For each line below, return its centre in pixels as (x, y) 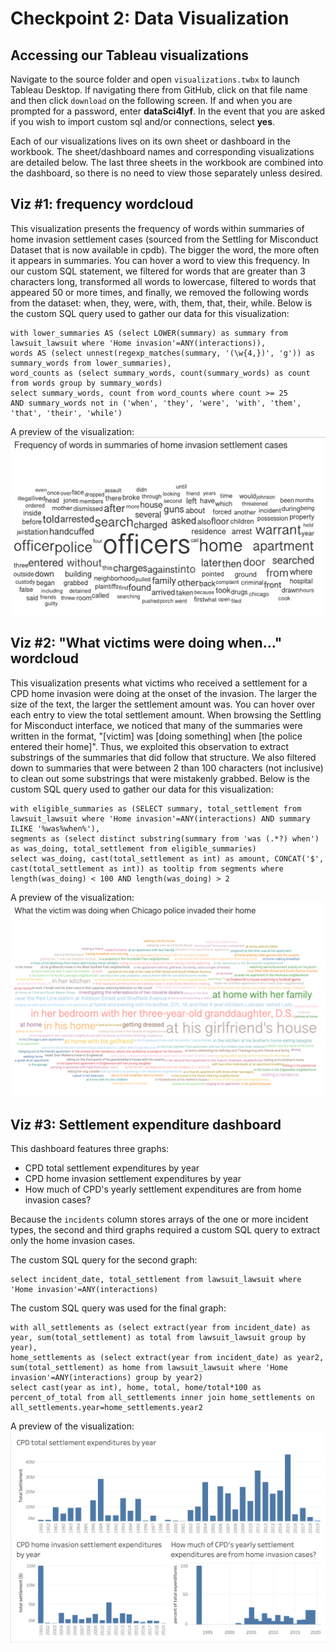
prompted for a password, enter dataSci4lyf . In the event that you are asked (168, 111)
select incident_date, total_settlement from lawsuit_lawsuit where (156, 1280)
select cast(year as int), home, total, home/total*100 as (136, 1388)
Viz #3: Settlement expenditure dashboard (146, 1125)
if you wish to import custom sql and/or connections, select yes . (143, 121)
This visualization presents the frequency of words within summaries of (157, 228)
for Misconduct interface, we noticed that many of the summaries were (156, 725)
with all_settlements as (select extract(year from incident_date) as (160, 1328)
